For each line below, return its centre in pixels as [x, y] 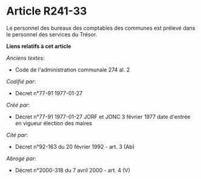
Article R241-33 [47, 11]
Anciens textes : [26, 58]
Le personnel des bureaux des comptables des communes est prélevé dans [101, 28]
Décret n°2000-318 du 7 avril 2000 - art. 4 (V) [73, 170]
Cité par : [17, 135]
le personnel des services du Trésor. [52, 34]
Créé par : [18, 105]
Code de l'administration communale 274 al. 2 [72, 69]
